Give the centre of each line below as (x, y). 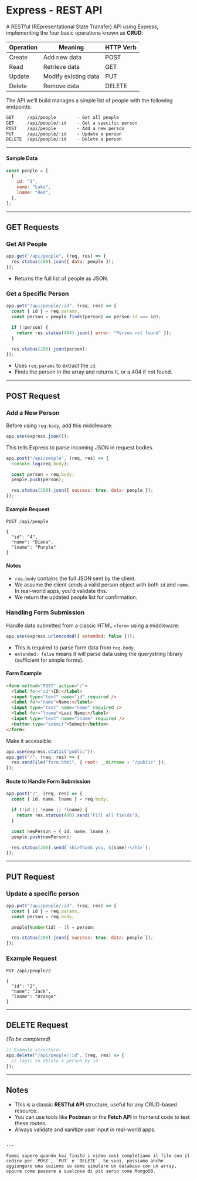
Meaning (71, 47)
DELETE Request (37, 1025)
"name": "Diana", (33, 542)
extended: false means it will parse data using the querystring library (98, 654)
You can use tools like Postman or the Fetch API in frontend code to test (102, 1117)
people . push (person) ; (38, 480)
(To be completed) (28, 1039)
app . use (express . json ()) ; (38, 436)
